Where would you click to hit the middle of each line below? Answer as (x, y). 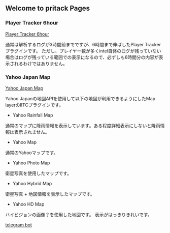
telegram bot (19, 225)
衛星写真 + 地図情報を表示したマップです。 (50, 194)
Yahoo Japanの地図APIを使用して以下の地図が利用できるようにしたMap (80, 98)
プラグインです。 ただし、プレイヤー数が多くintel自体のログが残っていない (83, 51)
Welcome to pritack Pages (48, 8)
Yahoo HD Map (28, 204)
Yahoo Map (25, 142)
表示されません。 (32, 132)
